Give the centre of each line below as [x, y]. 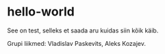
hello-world [41, 12]
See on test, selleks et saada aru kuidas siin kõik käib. [83, 30]
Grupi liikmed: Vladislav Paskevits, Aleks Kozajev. [76, 43]
